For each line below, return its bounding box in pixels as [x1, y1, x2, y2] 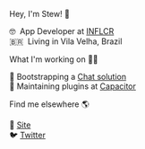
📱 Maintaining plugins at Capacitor [9, 81, 137, 92]
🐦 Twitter [9, 130, 47, 140]
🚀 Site [9, 119, 31, 130]
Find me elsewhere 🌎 [9, 99, 90, 110]
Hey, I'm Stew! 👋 [9, 9, 70, 19]
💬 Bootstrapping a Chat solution [9, 72, 127, 82]
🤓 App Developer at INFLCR [9, 26, 115, 36]
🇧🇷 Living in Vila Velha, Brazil [9, 36, 123, 47]
